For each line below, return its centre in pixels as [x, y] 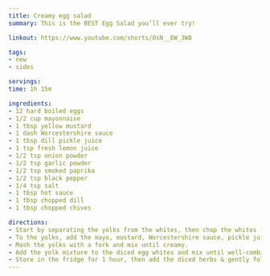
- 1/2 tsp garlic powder [50, 163]
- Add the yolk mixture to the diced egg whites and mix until [117, 252]
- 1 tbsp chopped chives [50, 208]
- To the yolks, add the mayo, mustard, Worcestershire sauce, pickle [129, 237]
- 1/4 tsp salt [34, 185]
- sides [21, 67]
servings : [25, 82]
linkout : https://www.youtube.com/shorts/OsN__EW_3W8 [100, 38]
